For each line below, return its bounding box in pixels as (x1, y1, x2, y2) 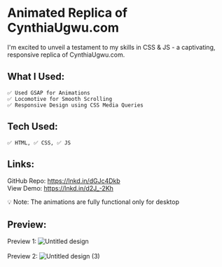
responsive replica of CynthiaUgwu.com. (7, 50, 125, 59)
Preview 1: (7, 237, 37, 246)
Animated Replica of (7, 5, 128, 21)
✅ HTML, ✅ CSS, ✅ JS (7, 139, 71, 146)
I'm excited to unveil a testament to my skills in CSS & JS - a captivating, (7, 43, 216, 51)
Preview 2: (7, 252, 39, 261)
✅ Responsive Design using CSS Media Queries (7, 102, 144, 109)
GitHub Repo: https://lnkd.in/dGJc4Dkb (7, 177, 120, 185)
